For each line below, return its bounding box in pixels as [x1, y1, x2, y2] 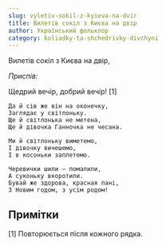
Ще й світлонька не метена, [8, 117, 102, 125]
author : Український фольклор [8, 26, 109, 34]
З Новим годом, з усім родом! [8, 186, 109, 194]
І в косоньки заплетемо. [8, 151, 91, 160]
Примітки [8, 208, 59, 221]
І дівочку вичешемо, [8, 145, 77, 153]
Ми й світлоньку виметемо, [8, 137, 98, 145]
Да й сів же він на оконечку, [8, 102, 109, 110]
